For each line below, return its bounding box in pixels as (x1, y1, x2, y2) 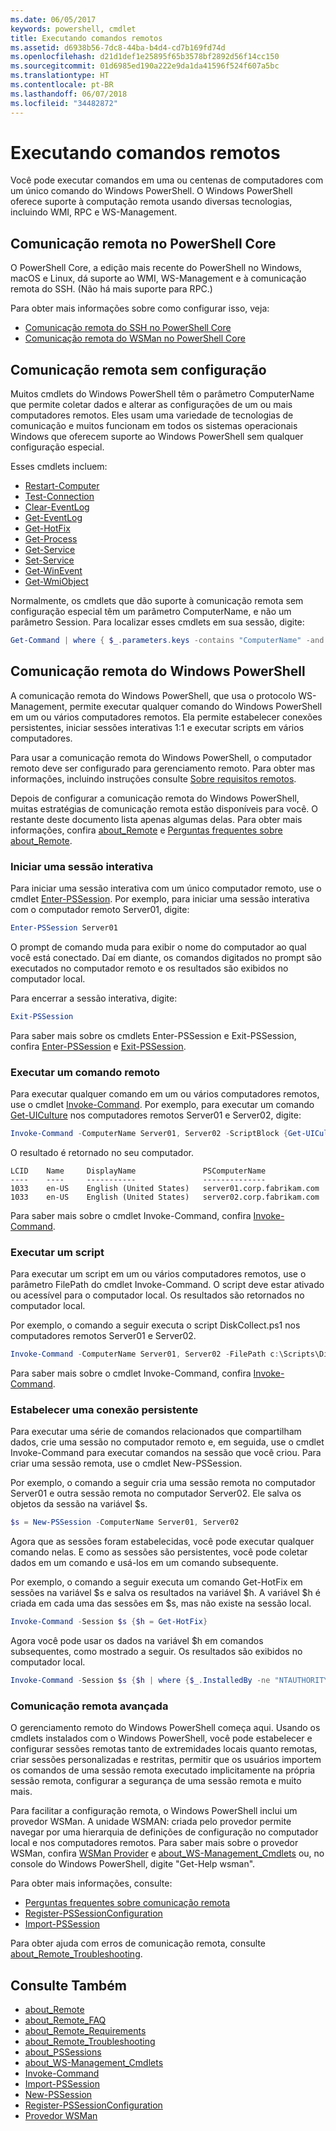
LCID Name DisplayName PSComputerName (10, 1166, 267, 1176)
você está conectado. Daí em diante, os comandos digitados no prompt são (10, 951, 322, 963)
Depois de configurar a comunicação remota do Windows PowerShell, (10, 792, 300, 804)
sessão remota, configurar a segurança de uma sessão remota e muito (10, 1775, 302, 1787)
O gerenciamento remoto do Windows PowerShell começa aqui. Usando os (10, 1722, 321, 1734)
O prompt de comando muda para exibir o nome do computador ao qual (10, 941, 307, 953)
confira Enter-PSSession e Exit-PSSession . (10, 1040, 187, 1052)
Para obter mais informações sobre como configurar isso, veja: (10, 302, 270, 315)
